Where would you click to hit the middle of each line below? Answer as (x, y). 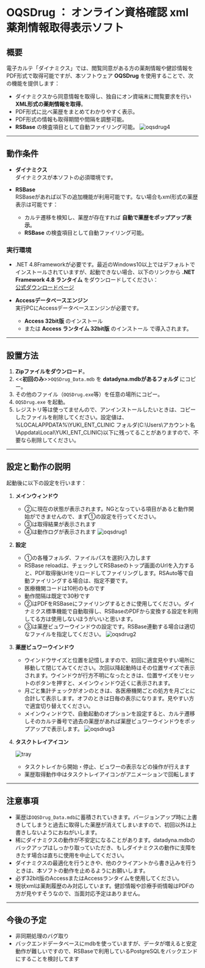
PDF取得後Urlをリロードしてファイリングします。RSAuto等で (112, 573)
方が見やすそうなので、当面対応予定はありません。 (79, 893)
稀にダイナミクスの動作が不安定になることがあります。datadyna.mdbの (105, 840)
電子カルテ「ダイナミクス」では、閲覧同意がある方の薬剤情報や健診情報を (100, 68)
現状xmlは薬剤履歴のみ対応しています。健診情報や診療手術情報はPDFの (105, 886)
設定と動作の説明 (38, 467)
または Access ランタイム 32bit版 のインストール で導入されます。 (108, 329)
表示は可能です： (37, 204)
